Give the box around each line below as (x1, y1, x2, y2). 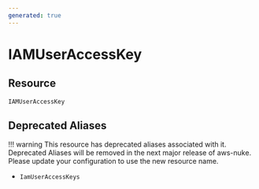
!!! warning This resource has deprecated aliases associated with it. (8, 139, 227, 150)
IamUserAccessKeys (19, 173, 80, 181)
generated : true (8, 11, 61, 20)
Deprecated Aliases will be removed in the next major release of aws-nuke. (8, 148, 252, 157)
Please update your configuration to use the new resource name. (8, 157, 219, 166)
